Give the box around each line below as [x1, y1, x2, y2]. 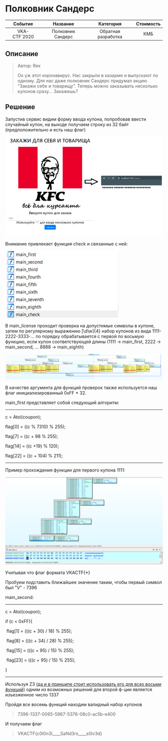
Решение [5, 103, 35, 111]
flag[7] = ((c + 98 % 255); [5, 433, 58, 439]
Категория [98, 21, 121, 27]
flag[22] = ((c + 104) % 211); [5, 453, 63, 459]
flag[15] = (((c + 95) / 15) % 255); [6, 647, 74, 653]
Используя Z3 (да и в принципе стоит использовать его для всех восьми [5, 681, 161, 687]
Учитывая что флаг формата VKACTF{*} [5, 569, 90, 575]
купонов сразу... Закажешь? [17, 88, 78, 94]
